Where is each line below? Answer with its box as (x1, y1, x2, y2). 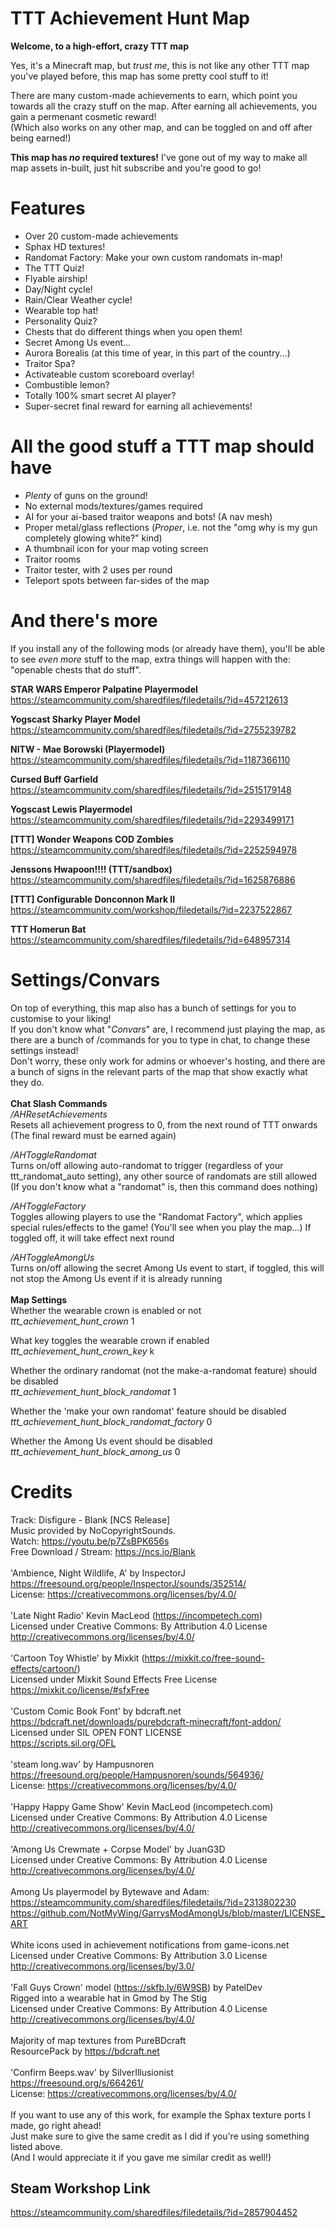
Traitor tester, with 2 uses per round (24, 563, 173, 576)
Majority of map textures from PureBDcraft (10, 2034, 187, 2046)
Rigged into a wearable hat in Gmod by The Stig (10, 1992, 207, 2004)
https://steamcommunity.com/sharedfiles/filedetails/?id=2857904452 (10, 2207, 298, 2219)
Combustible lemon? (24, 378, 110, 391)
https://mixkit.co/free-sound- (144, 1652, 265, 1664)
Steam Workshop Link (10, 2180, 151, 2197)
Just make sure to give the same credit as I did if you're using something (10, 2130, 310, 2142)
